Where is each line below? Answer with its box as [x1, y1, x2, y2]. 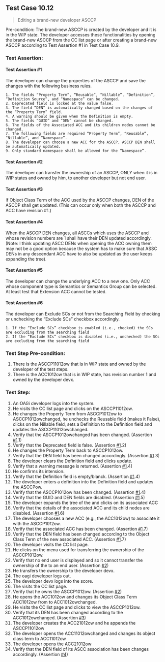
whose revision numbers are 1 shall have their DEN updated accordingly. [5, 235, 152, 241]
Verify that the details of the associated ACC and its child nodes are [12, 504, 150, 511]
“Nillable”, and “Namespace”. [5, 135, 68, 140]
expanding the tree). [5, 256, 47, 262]
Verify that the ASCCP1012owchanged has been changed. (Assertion [12, 432, 152, 438]
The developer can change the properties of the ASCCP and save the [5, 77, 146, 83]
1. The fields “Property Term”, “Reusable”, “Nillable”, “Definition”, [5, 92, 155, 97]
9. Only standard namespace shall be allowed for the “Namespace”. [5, 148, 147, 153]
